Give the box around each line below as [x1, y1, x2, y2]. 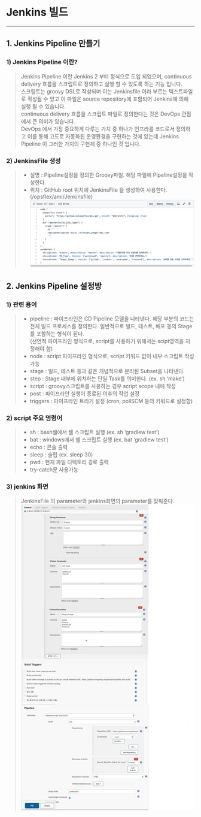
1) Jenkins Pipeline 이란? [6, 58, 78, 66]
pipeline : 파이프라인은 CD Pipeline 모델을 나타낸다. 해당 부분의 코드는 [29, 315, 194, 322]
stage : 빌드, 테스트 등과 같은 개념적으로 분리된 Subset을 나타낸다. [29, 368, 185, 375]
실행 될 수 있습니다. [20, 102, 66, 110]
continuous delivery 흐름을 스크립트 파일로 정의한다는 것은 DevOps [20, 110, 181, 117]
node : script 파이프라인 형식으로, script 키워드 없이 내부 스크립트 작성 [29, 353, 194, 360]
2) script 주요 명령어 [6, 414, 63, 422]
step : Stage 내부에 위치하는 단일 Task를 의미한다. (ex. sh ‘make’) [29, 375, 185, 382]
